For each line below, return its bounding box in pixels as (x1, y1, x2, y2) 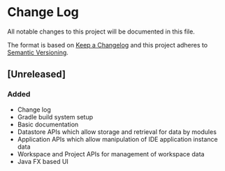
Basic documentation (17, 120, 79, 128)
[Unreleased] (7, 68, 66, 80)
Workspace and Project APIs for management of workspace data (17, 149, 205, 158)
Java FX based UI (17, 157, 68, 165)
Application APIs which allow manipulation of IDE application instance (17, 135, 218, 143)
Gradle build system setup (17, 112, 94, 121)
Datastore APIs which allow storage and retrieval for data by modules (17, 127, 217, 136)
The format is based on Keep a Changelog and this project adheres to (7, 40, 208, 49)
